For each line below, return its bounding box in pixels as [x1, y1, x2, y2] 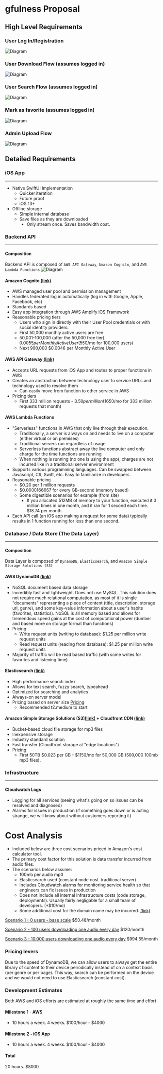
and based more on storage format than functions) [12, 621, 114, 626]
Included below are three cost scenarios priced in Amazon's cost [12, 846, 142, 852]
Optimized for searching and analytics [12, 688, 88, 695]
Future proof [19, 195, 45, 201]
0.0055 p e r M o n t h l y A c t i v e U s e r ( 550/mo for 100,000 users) [19, 340, 133, 346]
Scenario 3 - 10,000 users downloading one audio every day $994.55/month [5, 936, 158, 942]
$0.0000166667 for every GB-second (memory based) [19, 487, 129, 493]
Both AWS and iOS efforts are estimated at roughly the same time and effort [5, 998, 157, 1004]
